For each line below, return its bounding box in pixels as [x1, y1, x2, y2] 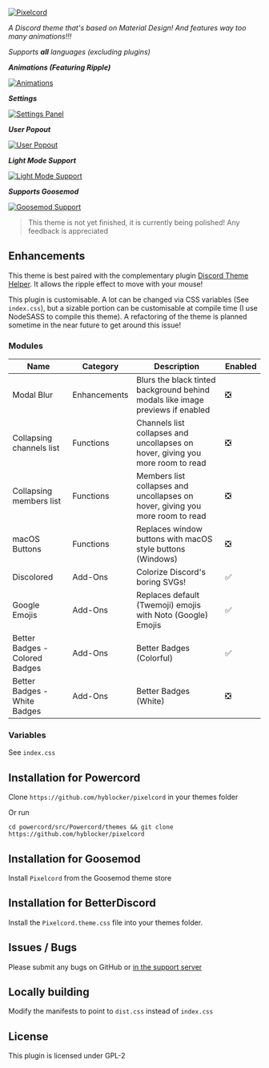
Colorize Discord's [135, 567, 207, 578]
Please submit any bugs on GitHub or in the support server [8, 962, 203, 972]
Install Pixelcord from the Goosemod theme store [8, 873, 172, 883]
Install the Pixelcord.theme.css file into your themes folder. [8, 917, 203, 927]
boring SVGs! [135, 576, 187, 588]
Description [154, 361, 200, 372]
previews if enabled [135, 404, 211, 416]
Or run [8, 808, 30, 817]
